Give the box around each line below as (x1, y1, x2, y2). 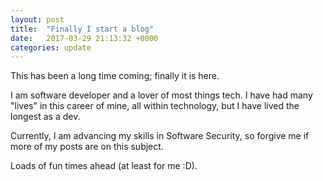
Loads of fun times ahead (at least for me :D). (10, 160, 198, 172)
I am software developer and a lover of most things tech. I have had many (10, 89, 313, 101)
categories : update (10, 42, 92, 53)
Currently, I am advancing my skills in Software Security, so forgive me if (10, 130, 310, 142)
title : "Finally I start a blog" (10, 24, 155, 34)
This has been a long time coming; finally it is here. (10, 70, 220, 82)
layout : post (10, 14, 65, 25)
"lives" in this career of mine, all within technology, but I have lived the (10, 100, 300, 112)
